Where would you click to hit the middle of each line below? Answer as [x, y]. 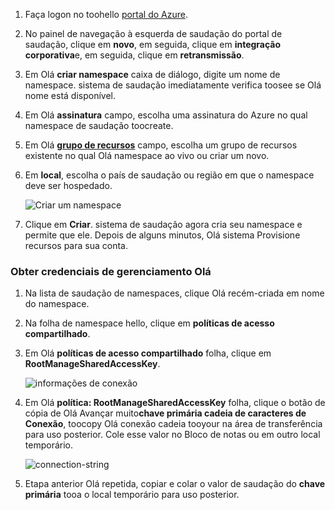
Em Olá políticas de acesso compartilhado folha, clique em [148, 353]
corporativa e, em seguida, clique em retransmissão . [134, 55]
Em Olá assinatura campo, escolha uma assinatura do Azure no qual [166, 115]
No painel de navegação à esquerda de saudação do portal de [153, 33]
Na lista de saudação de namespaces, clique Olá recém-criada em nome [174, 293]
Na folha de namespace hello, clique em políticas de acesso [149, 323]
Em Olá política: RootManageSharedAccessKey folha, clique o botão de [175, 403]
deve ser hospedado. [68, 185]
